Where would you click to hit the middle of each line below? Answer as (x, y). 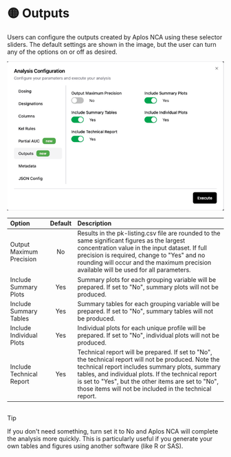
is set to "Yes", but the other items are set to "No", (148, 382)
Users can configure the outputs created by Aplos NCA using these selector (115, 37)
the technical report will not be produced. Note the (148, 360)
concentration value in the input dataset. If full (142, 248)
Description (95, 223)
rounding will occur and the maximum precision (144, 263)
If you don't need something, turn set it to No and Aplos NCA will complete (113, 431)
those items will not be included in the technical (144, 389)
